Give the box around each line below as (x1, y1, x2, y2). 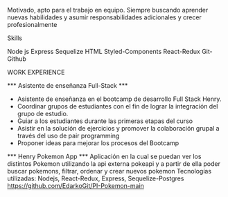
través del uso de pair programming (17, 131, 120, 140)
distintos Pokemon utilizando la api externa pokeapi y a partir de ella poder (7, 160, 220, 168)
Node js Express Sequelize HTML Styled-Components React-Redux (7, 48, 201, 55)
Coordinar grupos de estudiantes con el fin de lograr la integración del (17, 102, 218, 110)
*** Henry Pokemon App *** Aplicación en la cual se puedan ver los (7, 152, 202, 160)
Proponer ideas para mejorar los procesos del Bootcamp (17, 139, 179, 147)
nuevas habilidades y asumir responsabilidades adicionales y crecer (7, 13, 202, 21)
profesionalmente (7, 21, 58, 28)
